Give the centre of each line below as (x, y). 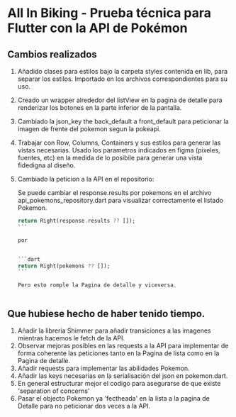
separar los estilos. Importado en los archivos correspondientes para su (123, 79)
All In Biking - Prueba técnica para (109, 13)
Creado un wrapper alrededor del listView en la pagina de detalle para (120, 100)
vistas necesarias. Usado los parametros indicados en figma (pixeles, (119, 150)
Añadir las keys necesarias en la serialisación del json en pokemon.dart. (123, 376)
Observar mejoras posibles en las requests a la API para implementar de (123, 345)
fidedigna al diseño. (46, 165)
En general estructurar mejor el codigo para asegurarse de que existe (119, 383)
